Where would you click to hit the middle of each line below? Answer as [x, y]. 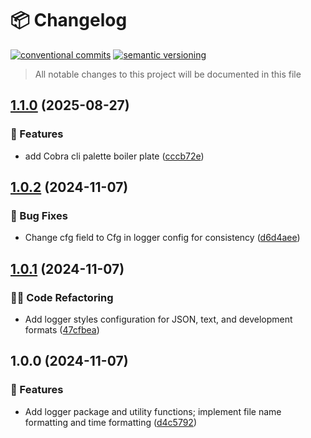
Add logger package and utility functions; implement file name [153, 411]
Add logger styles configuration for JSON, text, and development [158, 319]
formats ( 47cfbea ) [62, 330]
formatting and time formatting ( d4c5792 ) [111, 422]
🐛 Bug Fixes [39, 215]
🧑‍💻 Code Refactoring [62, 297]
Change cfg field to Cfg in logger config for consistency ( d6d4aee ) [162, 238]
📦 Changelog [69, 20]
